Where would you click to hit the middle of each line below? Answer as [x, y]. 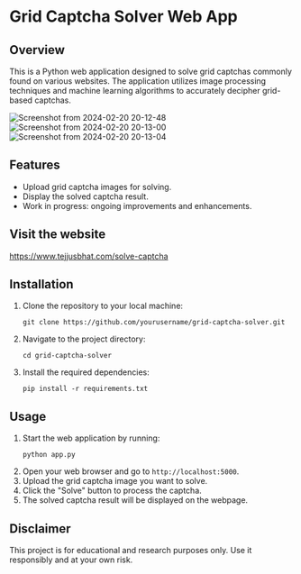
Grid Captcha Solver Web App [124, 17]
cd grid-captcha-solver [67, 356]
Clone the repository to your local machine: [102, 306]
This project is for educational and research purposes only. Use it [131, 551]
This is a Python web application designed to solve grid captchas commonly [151, 71]
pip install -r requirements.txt [85, 389]
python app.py [49, 455]
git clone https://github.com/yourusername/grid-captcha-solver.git [154, 323]
